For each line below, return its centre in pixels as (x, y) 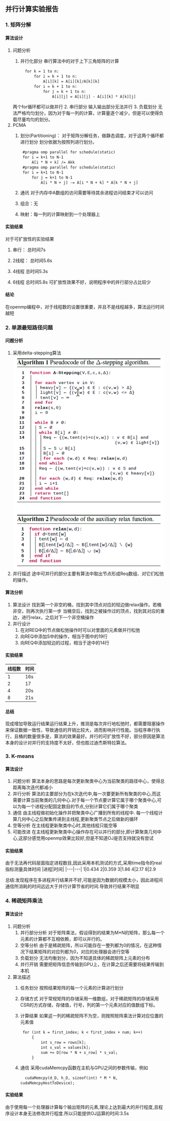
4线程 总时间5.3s (30, 271)
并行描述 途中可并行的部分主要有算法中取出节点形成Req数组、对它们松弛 (88, 573)
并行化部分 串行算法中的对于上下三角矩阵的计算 (70, 61)
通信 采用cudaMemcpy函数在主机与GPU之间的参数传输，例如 (84, 1068)
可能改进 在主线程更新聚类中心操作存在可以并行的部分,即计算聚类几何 (85, 832)
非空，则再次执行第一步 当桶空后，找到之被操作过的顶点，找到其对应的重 (89, 611)
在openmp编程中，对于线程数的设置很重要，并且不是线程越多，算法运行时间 (85, 307)
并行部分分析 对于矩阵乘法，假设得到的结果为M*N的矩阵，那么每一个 (92, 932)
